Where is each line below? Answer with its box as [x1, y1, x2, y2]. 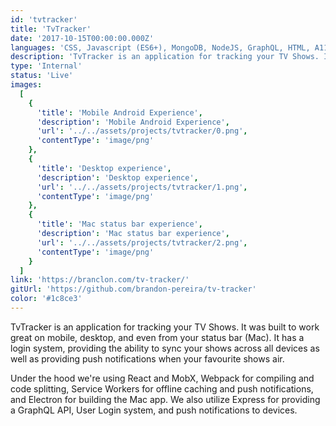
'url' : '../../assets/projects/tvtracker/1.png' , [36, 182, 248, 192]
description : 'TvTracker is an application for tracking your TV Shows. [10, 52, 320, 62]
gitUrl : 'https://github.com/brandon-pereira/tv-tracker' [10, 284, 257, 295]
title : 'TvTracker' [10, 24, 92, 34]
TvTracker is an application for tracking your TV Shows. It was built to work [10, 321, 320, 333]
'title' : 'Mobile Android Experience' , [36, 107, 203, 118]
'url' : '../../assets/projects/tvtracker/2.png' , [36, 237, 248, 248]
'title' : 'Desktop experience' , [36, 163, 172, 173]
